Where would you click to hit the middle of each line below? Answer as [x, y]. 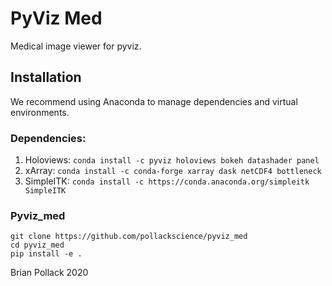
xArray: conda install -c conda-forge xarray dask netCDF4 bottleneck [173, 171]
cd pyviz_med [37, 245]
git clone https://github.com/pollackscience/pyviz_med [129, 237]
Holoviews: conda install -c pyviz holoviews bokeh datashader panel [172, 160]
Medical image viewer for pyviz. [76, 46]
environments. [40, 112]
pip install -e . [46, 254]
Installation [46, 77]
